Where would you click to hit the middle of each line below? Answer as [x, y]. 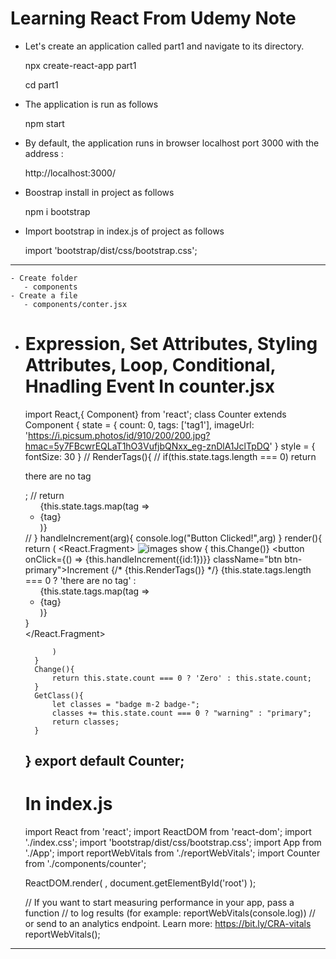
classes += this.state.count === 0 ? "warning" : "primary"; [181, 713]
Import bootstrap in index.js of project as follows [124, 231]
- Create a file [44, 295]
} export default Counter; [104, 761]
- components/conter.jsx [75, 304]
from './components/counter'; [85, 864]
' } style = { [292, 446]
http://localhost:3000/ [70, 173]
